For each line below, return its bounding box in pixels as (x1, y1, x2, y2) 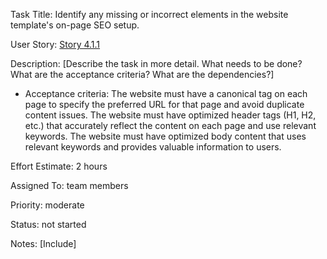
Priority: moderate (10, 199, 85, 211)
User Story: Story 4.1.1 (10, 39, 101, 50)
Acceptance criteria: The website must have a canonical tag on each (24, 88, 308, 99)
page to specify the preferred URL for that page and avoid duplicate (24, 99, 305, 110)
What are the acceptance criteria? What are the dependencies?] (10, 69, 275, 80)
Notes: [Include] (10, 238, 77, 249)
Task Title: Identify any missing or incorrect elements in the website (10, 9, 289, 20)
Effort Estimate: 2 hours (10, 160, 108, 172)
